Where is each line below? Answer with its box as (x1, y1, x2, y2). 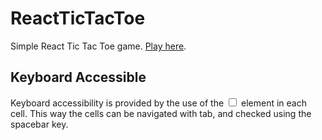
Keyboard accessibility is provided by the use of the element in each (10, 97, 307, 109)
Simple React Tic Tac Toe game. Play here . (10, 40, 187, 52)
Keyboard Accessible (10, 69, 147, 86)
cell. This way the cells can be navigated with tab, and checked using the (10, 107, 312, 119)
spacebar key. (10, 118, 69, 130)
